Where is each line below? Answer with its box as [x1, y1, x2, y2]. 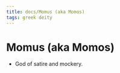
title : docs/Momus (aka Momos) [6, 8, 85, 15]
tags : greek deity [6, 14, 52, 21]
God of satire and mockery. [14, 60, 83, 68]
